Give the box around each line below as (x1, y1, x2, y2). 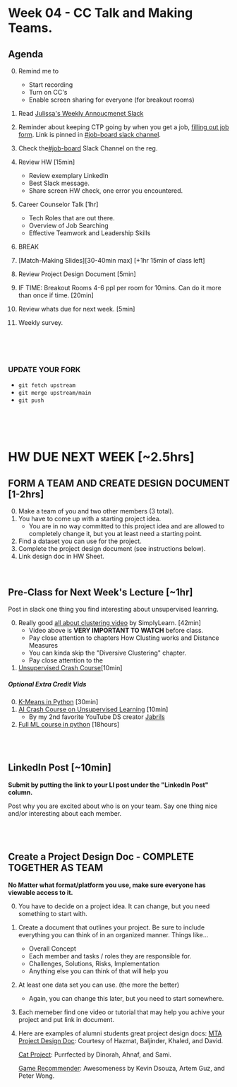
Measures (28, 641, 59, 650)
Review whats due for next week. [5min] (18, 305, 135, 313)
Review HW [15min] (18, 158, 75, 166)
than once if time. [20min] (18, 291, 94, 299)
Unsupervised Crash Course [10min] (18, 664, 123, 672)
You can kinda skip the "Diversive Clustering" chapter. (28, 648, 186, 658)
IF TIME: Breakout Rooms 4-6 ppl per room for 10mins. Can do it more (18, 284, 221, 292)
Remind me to (18, 67, 59, 75)
